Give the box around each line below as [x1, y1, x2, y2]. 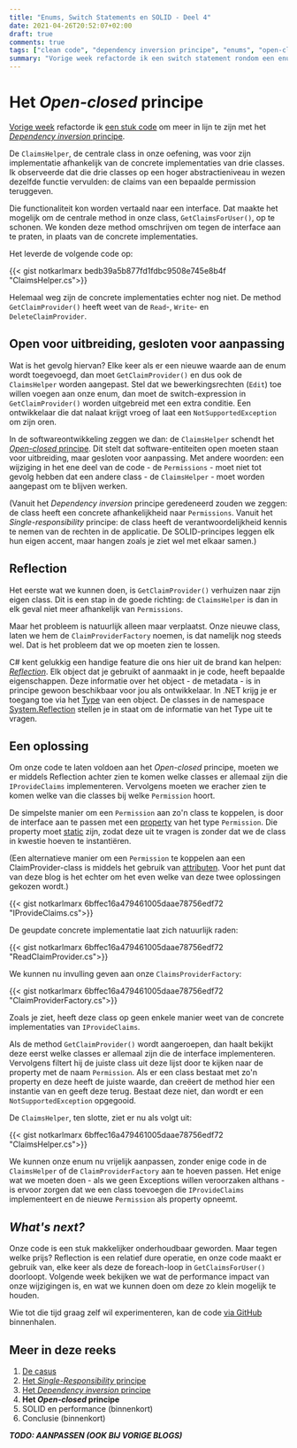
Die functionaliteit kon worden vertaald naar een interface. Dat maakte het [9, 203, 278, 213]
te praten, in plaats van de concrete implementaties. [9, 231, 199, 242]
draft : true [9, 29, 53, 38]
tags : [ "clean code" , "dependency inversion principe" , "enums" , [9, 46, 255, 55]
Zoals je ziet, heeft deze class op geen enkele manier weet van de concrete [9, 1012, 285, 1023]
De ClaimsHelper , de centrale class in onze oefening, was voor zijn [9, 148, 252, 159]
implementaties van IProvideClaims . [9, 1022, 141, 1033]
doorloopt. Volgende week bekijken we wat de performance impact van [9, 1272, 270, 1282]
